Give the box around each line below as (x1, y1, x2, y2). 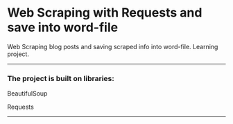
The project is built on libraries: (7, 73, 114, 83)
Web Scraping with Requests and (7, 5, 202, 21)
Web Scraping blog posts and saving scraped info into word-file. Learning (7, 42, 218, 51)
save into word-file (7, 19, 119, 35)
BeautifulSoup (7, 89, 48, 98)
